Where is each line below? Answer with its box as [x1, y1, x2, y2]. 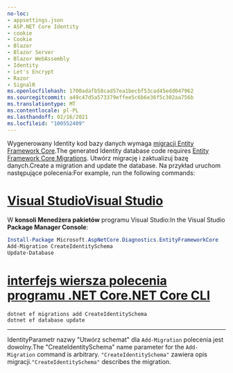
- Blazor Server [7, 49, 54, 56]
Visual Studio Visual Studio [7, 192, 164, 208]
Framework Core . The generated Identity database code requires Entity [7, 147, 209, 155]
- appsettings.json [7, 17, 64, 24]
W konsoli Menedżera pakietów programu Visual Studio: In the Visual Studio [7, 216, 225, 224]
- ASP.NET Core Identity [7, 23, 79, 30]
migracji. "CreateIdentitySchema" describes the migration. [7, 358, 171, 365]
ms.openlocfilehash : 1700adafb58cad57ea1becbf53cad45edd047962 [7, 88, 194, 94]
